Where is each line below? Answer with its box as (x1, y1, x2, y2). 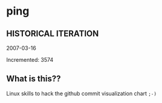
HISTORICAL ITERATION (6, 28, 99, 39)
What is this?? (6, 74, 61, 84)
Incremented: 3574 (6, 56, 54, 63)
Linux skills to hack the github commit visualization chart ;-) (6, 90, 157, 97)
